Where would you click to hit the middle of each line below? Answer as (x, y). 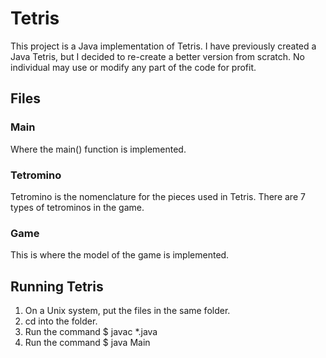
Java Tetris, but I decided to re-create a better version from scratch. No (157, 56)
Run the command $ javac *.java (91, 332)
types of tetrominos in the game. (77, 207)
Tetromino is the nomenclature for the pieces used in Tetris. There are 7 (158, 196)
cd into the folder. (61, 321)
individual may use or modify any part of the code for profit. (133, 67)
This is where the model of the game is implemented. (120, 255)
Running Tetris (57, 286)
